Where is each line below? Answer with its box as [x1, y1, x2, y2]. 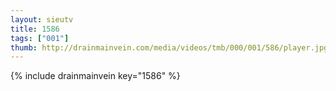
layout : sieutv [10, 14, 74, 25]
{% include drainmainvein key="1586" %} [10, 70, 181, 82]
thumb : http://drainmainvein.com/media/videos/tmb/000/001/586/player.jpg [10, 42, 329, 53]
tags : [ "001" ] [10, 33, 70, 43]
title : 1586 [10, 24, 60, 34]
